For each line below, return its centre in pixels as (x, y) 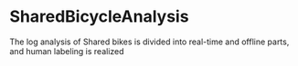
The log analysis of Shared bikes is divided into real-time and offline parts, (149, 42)
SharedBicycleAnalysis (99, 17)
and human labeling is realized (67, 51)
